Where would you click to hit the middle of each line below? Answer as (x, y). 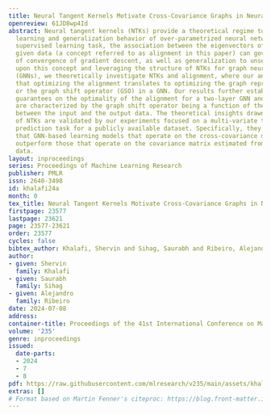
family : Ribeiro (43, 301)
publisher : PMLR (35, 174)
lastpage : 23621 (35, 219)
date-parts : (36, 354)
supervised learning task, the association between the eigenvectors (135, 46)
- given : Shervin (38, 263)
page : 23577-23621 (39, 226)
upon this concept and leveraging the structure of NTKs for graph (131, 69)
